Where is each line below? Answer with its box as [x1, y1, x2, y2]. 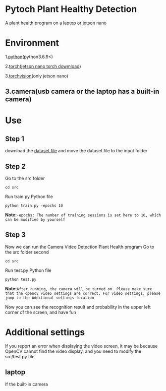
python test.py [5, 277, 37, 282]
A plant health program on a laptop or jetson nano [5, 20, 107, 26]
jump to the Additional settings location [5, 295, 94, 300]
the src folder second [5, 249, 49, 255]
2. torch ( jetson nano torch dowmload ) [5, 63, 81, 69]
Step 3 [5, 231, 26, 239]
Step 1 [5, 134, 25, 143]
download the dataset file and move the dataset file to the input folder [5, 148, 148, 154]
